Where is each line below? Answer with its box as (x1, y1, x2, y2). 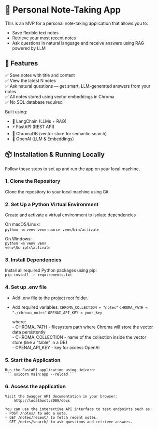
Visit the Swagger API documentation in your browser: (5, 394, 118, 399)
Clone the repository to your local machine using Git (5, 189, 109, 194)
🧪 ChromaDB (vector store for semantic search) (12, 130, 107, 136)
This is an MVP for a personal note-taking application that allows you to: (5, 20, 148, 26)
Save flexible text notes (12, 30, 59, 35)
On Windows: (5, 236, 32, 242)
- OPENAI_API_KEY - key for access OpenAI (12, 344, 100, 350)
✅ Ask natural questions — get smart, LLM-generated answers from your (5, 83, 151, 89)
